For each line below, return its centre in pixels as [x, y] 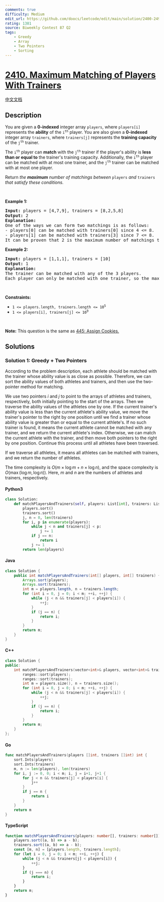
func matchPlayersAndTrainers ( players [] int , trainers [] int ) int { [76, 755]
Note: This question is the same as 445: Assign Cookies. [62, 331]
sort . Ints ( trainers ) [35, 764]
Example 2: [17, 250]
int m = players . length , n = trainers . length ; [71, 589]
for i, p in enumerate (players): [57, 522]
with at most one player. [29, 168]
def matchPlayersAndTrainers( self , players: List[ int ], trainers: [83, 504]
